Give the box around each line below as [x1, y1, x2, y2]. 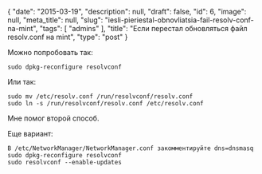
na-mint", [7, 24, 38, 33]
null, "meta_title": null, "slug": [7, 15, 104, 25]
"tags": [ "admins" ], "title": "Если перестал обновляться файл [39, 24, 248, 33]
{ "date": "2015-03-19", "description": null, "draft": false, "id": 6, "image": [7, 7, 247, 16]
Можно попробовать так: [7, 48, 93, 57]
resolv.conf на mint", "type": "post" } [7, 32, 128, 42]
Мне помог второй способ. [7, 113, 100, 123]
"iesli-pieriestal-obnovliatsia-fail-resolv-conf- [104, 15, 254, 25]
